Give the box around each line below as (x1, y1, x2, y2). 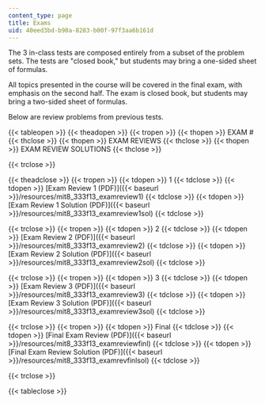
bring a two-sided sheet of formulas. (8, 97, 128, 107)
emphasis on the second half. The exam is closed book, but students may (8, 89, 248, 98)
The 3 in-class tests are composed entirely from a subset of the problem (8, 48, 245, 58)
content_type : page (8, 11, 73, 20)
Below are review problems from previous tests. (8, 112, 164, 122)
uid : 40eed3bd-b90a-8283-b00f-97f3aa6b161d (8, 26, 154, 34)
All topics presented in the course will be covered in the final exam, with (8, 80, 243, 89)
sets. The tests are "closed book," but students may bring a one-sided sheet (8, 56, 257, 66)
